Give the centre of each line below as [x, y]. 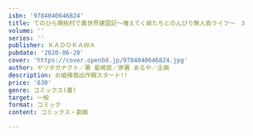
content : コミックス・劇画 [48, 113]
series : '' [26, 38]
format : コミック [35, 105]
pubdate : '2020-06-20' [46, 53]
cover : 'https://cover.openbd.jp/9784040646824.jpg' [98, 61]
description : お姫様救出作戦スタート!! [68, 75]
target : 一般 [29, 98]
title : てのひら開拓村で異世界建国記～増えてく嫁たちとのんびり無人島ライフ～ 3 [127, 23]
